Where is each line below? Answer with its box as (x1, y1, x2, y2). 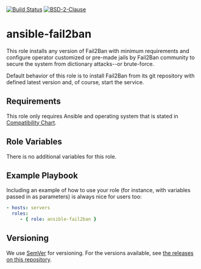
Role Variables (6, 137, 62, 147)
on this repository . (6, 256, 52, 263)
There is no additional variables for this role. (6, 152, 117, 160)
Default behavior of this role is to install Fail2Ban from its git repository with (6, 72, 195, 79)
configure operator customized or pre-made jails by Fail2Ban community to (6, 54, 195, 61)
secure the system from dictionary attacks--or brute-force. (6, 60, 155, 67)
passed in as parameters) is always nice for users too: (6, 193, 142, 201)
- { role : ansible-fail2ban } (19, 217, 97, 223)
